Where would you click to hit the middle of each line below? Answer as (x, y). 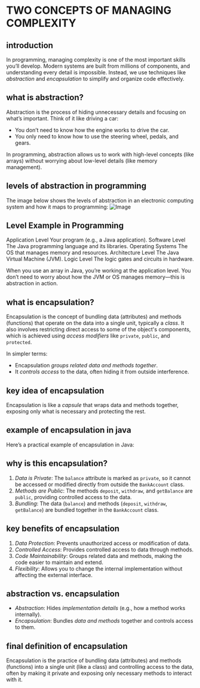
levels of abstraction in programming (76, 186)
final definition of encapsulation (67, 646)
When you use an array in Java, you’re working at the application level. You (99, 271)
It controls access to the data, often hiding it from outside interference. (102, 372)
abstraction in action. (32, 283)
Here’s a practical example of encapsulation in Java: (70, 445)
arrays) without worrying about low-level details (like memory (82, 161)
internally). (28, 614)
